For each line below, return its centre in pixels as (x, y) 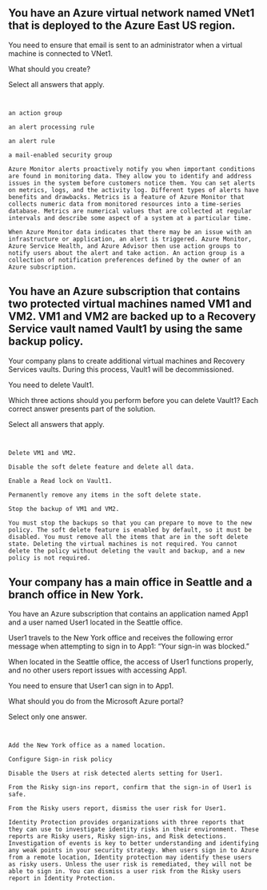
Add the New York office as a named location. (87, 746)
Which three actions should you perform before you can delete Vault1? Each (133, 400)
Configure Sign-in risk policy (60, 760)
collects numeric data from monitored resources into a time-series (125, 204)
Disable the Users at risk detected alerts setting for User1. (116, 774)
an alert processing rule (51, 127)
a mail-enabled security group (60, 155)
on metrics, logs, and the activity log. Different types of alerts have (134, 190)
